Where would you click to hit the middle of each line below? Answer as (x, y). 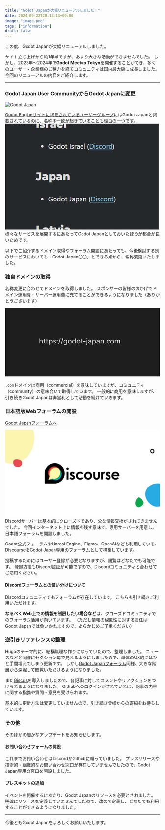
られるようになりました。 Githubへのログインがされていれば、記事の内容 (83, 686)
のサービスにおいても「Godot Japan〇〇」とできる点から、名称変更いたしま (82, 257)
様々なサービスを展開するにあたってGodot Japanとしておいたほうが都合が (80, 234)
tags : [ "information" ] (28, 26)
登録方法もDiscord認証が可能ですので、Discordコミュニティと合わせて (86, 567)
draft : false (18, 31)
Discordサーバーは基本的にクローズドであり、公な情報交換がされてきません (82, 521)
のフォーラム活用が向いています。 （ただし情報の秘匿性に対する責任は (76, 620)
